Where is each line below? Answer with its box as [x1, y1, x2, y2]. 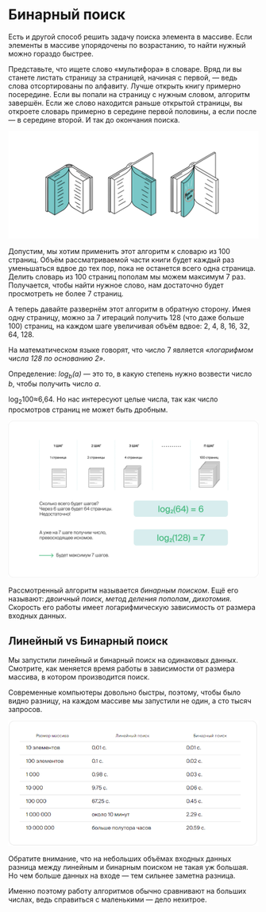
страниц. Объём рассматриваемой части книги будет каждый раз [8, 255, 234, 264]
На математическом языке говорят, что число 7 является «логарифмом [8, 345, 254, 354]
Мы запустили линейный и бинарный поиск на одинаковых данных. [8, 655, 238, 664]
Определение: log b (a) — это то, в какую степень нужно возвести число [8, 369, 253, 380]
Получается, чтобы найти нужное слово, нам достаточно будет [8, 280, 224, 290]
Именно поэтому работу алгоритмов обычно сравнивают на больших [8, 886, 247, 895]
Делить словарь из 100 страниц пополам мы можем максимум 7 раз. [8, 272, 246, 281]
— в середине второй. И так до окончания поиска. [8, 115, 180, 124]
